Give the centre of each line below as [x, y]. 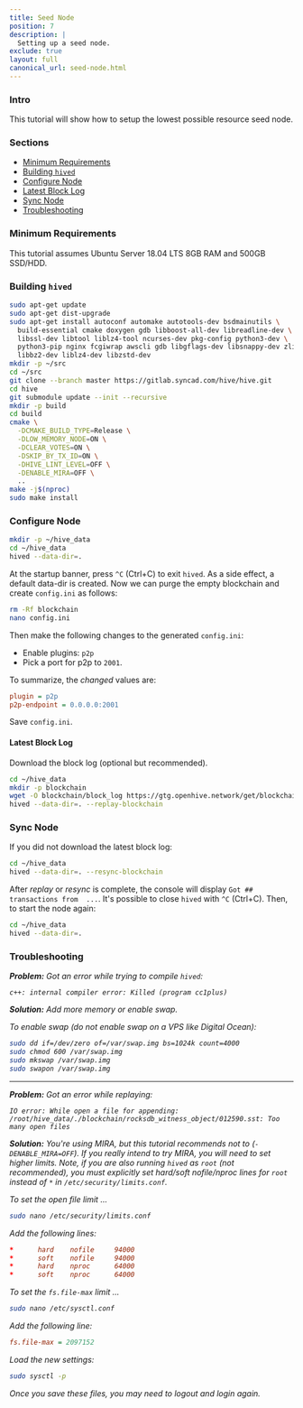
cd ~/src [26, 372]
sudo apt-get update [48, 305]
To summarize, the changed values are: [83, 680]
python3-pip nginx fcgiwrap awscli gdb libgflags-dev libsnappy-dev [149, 347]
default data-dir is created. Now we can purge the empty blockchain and [144, 583]
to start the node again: [53, 909]
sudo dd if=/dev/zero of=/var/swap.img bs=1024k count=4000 [125, 1043]
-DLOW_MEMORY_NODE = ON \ [62, 440]
